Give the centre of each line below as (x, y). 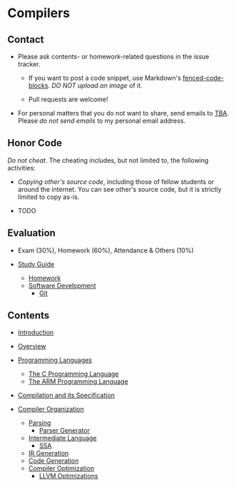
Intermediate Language (63, 438)
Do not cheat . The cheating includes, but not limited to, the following (108, 160)
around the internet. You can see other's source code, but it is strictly (119, 189)
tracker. (29, 64)
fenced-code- (204, 78)
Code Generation (53, 461)
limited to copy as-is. (48, 197)
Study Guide (36, 264)
